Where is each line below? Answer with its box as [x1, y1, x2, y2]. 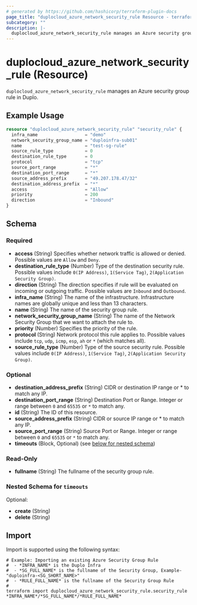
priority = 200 [11, 192, 98, 198]
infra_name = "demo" [11, 131, 107, 138]
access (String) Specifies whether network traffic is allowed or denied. [14, 250, 186, 257]
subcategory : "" [6, 19, 46, 25]
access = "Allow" [11, 186, 109, 192]
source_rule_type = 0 [11, 148, 93, 154]
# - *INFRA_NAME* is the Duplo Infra [6, 563, 101, 569]
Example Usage [6, 111, 64, 121]
